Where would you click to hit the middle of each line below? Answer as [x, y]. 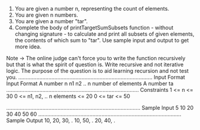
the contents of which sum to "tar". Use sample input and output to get [102, 40]
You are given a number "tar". [51, 21]
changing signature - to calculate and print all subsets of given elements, [104, 34]
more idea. [28, 47]
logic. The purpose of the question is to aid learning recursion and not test [98, 71]
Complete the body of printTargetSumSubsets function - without [94, 27]
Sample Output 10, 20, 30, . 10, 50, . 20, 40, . [61, 120]
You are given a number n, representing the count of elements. [92, 9]
